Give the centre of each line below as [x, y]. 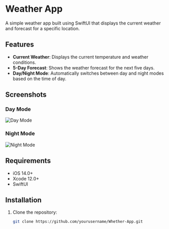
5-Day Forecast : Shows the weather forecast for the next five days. [84, 67]
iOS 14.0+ [23, 173]
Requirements [28, 161]
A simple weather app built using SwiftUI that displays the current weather [83, 23]
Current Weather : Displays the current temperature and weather [80, 57]
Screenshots [26, 95]
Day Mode [18, 109]
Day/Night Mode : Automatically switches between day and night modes [88, 73]
